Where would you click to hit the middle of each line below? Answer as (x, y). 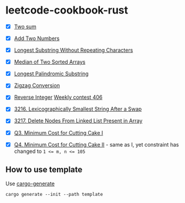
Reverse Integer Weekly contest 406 (58, 97)
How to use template (44, 170)
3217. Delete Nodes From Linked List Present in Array (78, 121)
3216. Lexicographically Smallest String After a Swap (78, 109)
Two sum (25, 26)
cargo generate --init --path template (54, 195)
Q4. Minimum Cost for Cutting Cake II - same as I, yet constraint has (96, 144)
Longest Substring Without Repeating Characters (73, 50)
